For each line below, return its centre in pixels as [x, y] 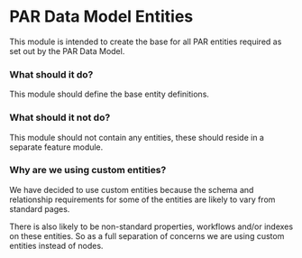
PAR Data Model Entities [101, 17]
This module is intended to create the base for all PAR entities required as [146, 41]
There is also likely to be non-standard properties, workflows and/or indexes [151, 226]
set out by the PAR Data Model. [67, 51]
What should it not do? [60, 117]
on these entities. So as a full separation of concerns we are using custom [147, 235]
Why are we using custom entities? [88, 170]
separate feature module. [56, 147]
